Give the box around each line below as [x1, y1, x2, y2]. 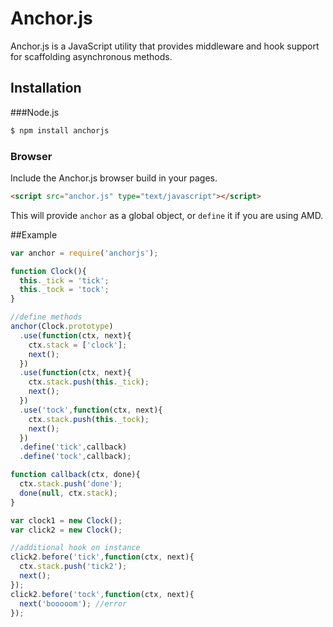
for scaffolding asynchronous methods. [10, 50, 173, 62]
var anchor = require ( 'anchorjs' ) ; [10, 248, 159, 258]
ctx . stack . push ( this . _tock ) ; [28, 414, 150, 424]
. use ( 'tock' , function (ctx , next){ [19, 405, 163, 415]
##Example [10, 228, 58, 241]
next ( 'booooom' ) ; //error [19, 598, 128, 609]
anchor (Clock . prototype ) [10, 322, 114, 332]
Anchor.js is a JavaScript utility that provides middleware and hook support [10, 40, 320, 52]
